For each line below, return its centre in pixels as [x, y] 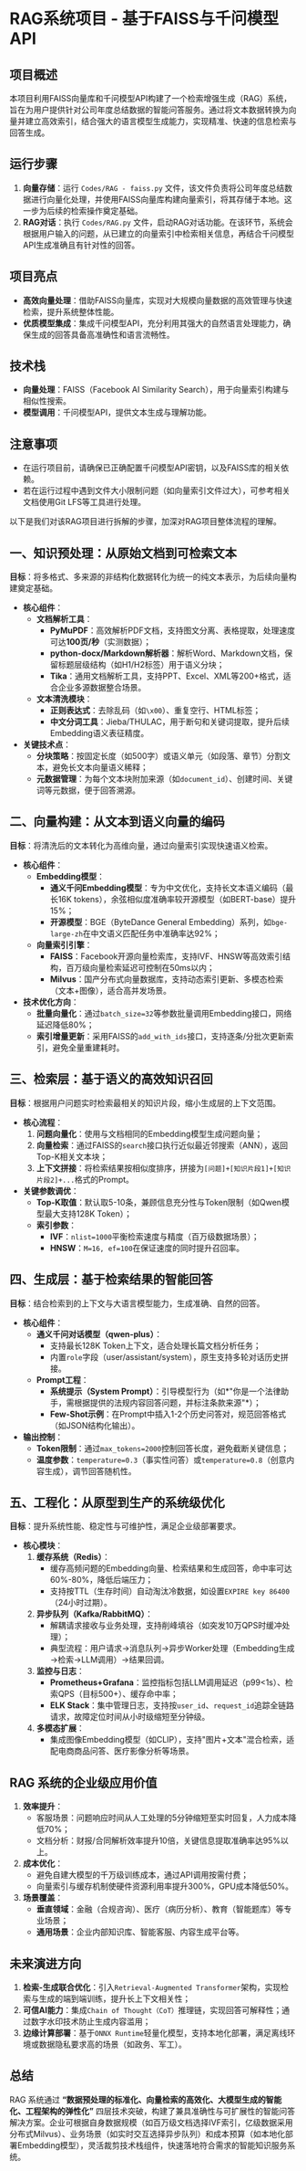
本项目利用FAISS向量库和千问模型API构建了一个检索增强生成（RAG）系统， [151, 98]
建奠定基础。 [33, 588]
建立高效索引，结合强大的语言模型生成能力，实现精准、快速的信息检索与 [161, 121]
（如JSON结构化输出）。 [95, 1425]
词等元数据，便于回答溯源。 [88, 790]
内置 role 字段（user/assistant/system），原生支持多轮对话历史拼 [169, 1356]
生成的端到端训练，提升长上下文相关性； [115, 1998]
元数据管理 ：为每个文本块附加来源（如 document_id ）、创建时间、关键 [164, 779]
